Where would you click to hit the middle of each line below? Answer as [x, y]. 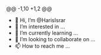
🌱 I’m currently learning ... [46, 33]
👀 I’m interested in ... [40, 27]
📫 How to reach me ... [42, 46]
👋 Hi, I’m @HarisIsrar [40, 20]
